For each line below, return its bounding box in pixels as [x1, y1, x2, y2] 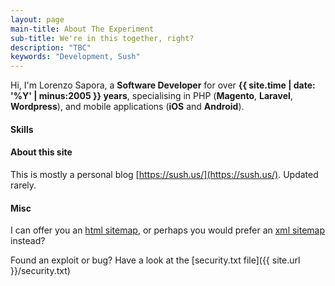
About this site [10, 146, 73, 158]
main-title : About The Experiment [10, 24, 155, 34]
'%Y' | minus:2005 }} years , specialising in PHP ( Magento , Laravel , [10, 90, 293, 102]
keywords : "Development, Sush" [10, 52, 141, 62]
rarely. [10, 179, 37, 191]
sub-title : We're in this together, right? [10, 33, 195, 43]
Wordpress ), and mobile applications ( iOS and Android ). [10, 101, 245, 113]
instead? [10, 235, 46, 247]
